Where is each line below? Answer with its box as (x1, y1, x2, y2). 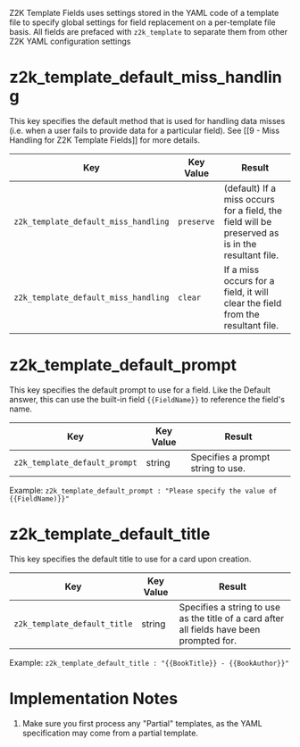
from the (223, 308, 261, 320)
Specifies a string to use (179, 601, 281, 613)
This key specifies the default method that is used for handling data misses (9, 115, 286, 126)
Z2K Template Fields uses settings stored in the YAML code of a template (9, 8, 279, 18)
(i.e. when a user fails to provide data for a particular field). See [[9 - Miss (9, 125, 279, 136)
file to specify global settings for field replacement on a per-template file (9, 17, 276, 28)
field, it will (223, 286, 270, 298)
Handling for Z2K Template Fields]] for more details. (9, 134, 201, 145)
